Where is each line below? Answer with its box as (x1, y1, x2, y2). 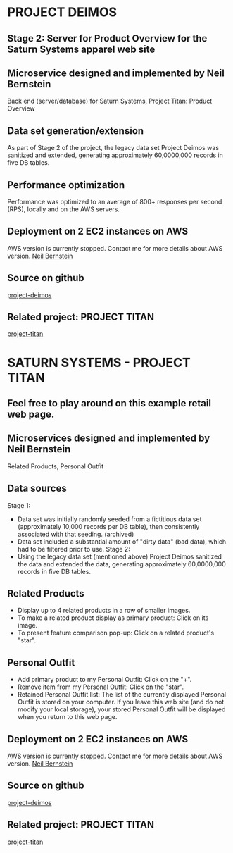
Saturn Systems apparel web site (7, 43, 156, 55)
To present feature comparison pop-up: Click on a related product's (17, 628, 215, 637)
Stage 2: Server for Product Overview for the (7, 32, 208, 44)
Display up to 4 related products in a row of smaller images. (17, 606, 191, 615)
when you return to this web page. (17, 713, 118, 721)
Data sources (7, 482, 67, 494)
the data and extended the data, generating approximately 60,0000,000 (17, 559, 227, 568)
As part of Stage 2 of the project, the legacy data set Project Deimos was (7, 144, 220, 152)
